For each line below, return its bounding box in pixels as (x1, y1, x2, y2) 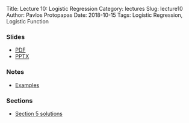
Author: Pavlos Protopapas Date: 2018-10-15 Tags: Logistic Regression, (6, 11, 183, 19)
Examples (14, 81, 40, 89)
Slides (6, 32, 25, 41)
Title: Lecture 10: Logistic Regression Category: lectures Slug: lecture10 (6, 5, 184, 12)
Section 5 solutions (14, 110, 63, 117)
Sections (6, 96, 33, 104)
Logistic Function (6, 18, 49, 25)
